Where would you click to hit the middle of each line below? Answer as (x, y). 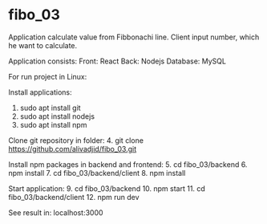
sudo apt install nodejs (57, 116)
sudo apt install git (51, 108)
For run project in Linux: (48, 76)
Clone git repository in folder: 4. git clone (76, 140)
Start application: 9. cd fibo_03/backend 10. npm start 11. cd (107, 188)
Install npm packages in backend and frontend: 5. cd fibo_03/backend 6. (128, 164)
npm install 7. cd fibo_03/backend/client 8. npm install (97, 173)
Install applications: (40, 92)
